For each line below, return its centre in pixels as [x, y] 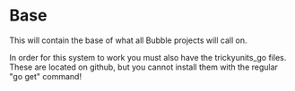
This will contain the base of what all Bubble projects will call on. [128, 40]
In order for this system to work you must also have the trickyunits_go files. [148, 57]
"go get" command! [46, 76]
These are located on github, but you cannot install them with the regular [143, 67]
